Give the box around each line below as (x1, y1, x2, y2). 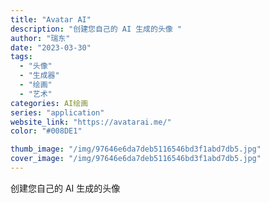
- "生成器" (19, 71, 60, 81)
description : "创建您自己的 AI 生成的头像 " (10, 24, 183, 34)
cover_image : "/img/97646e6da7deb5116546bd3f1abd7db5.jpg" (10, 154, 262, 164)
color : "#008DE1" (10, 126, 83, 136)
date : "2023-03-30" (10, 42, 92, 53)
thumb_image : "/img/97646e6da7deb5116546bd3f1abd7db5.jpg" (10, 144, 262, 155)
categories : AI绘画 (10, 98, 89, 108)
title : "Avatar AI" (10, 14, 92, 25)
